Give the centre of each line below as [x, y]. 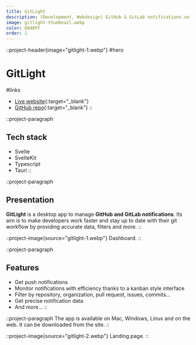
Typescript [27, 164]
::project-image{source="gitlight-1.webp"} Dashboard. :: [74, 238]
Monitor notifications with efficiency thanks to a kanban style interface [99, 288]
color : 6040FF [23, 28]
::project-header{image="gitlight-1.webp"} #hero [65, 50]
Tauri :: [23, 170]
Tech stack [27, 138]
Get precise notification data [49, 300]
